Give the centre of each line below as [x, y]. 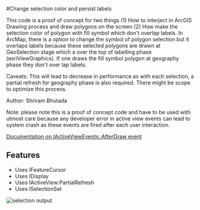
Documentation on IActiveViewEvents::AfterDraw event [74, 136]
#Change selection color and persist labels [59, 9]
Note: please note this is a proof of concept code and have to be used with [99, 112]
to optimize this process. [37, 89]
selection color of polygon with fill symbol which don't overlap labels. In [95, 33]
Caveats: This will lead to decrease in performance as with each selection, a [100, 76]
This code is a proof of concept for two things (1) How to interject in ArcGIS [99, 20]
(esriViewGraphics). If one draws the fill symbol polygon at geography [93, 58]
